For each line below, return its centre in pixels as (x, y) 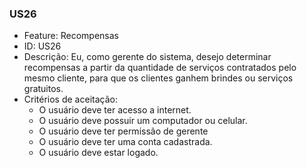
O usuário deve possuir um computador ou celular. (143, 121)
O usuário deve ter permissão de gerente (123, 131)
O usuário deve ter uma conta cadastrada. (125, 142)
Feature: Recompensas (71, 36)
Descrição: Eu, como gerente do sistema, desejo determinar (147, 57)
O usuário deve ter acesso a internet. (115, 110)
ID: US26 (42, 46)
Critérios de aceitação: (70, 99)
